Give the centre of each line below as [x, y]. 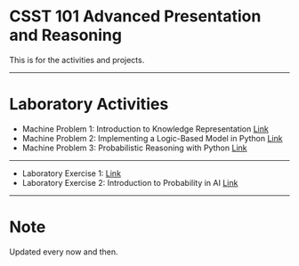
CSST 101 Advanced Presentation [135, 16]
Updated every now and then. [64, 252]
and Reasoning [66, 35]
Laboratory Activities [89, 105]
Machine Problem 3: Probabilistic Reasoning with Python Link [134, 148]
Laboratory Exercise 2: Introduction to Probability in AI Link [130, 182]
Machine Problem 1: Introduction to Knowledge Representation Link [145, 129]
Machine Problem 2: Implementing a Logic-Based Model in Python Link [152, 138]
